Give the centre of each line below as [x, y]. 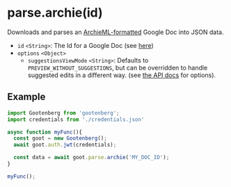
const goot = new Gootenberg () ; [61, 138]
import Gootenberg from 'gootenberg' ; [63, 113]
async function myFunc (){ [45, 132]
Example [26, 97]
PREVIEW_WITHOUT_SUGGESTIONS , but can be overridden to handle [118, 67]
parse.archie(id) [55, 13]
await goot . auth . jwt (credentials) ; [65, 145]
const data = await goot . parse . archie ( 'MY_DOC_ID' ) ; [91, 158]
